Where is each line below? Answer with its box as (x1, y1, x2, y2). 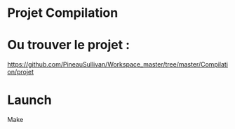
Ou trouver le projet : (7, 37, 130, 53)
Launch (7, 93, 52, 108)
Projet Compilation (7, 5, 119, 21)
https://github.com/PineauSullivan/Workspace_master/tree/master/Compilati (7, 60, 229, 69)
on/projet (7, 68, 34, 76)
